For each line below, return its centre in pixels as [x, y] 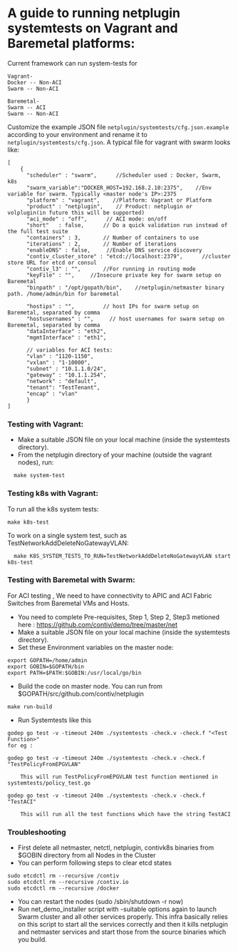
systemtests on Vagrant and [93, 28]
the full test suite [38, 231]
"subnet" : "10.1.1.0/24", [66, 369]
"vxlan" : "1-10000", [58, 362]
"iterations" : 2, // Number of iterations [101, 244]
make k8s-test [29, 522]
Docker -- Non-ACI [35, 82]
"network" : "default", [62, 381]
